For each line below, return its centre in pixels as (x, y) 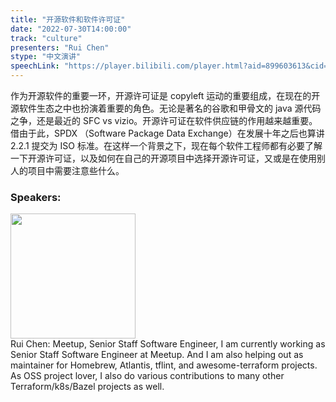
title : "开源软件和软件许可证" (68, 19)
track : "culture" (46, 38)
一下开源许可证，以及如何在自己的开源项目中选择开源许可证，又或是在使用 (163, 158)
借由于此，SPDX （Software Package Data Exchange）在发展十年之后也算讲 (167, 133)
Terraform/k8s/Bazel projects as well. (87, 387)
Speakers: (36, 197)
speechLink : (35, 66)
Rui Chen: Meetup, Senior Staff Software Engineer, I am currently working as (168, 344)
